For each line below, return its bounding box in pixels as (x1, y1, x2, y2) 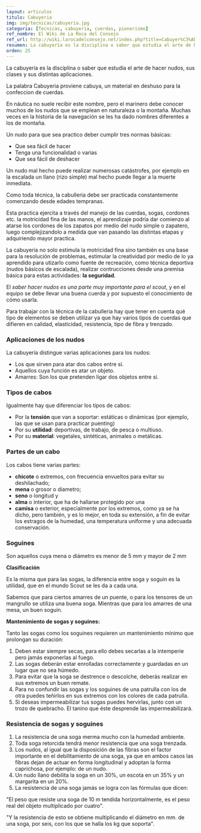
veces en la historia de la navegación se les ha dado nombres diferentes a (6, 113, 189, 120)
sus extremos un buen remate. (14, 679, 90, 686)
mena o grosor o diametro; (14, 485, 81, 493)
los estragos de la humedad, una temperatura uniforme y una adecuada (14, 517, 192, 524)
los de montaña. (6, 119, 46, 126)
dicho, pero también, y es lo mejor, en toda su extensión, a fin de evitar (14, 511, 190, 518)
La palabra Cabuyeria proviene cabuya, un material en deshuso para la (6, 82, 181, 89)
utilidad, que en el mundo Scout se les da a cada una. (6, 582, 139, 589)
